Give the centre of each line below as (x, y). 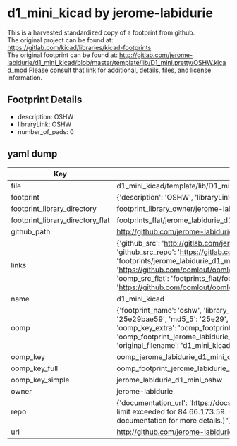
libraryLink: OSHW (44, 124)
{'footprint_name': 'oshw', (159, 310)
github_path (31, 231)
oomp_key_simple (40, 380)
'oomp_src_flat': (142, 278)
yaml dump (32, 154)
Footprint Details (45, 100)
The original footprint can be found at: (62, 55)
